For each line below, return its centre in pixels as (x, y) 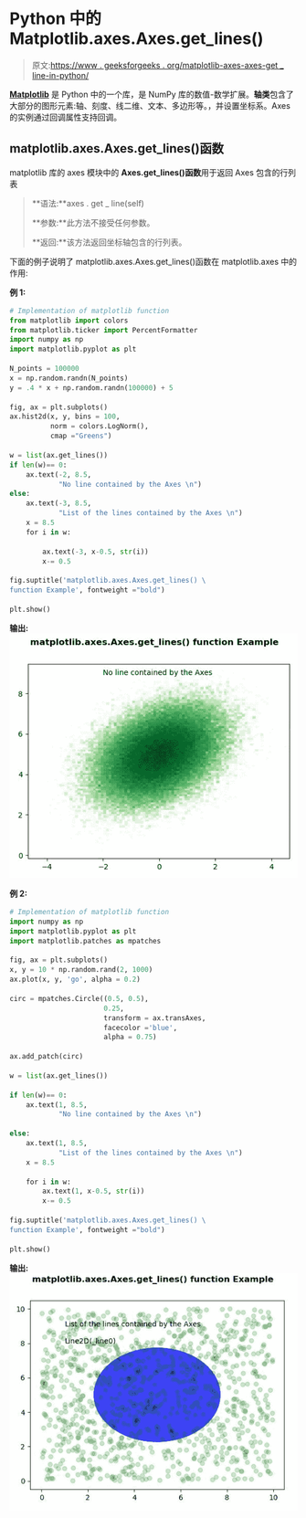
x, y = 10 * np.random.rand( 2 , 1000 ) (81, 970)
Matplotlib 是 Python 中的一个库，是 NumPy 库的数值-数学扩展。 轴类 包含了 (152, 94)
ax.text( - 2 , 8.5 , (59, 474)
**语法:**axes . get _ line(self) (88, 203)
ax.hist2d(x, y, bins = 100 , (65, 416)
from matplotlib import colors (69, 321)
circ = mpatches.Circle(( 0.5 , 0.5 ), (79, 998)
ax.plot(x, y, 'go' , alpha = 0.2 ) (75, 980)
